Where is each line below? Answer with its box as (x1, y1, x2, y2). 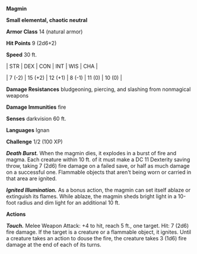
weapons (6, 92, 28, 99)
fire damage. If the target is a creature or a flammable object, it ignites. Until (6, 228, 192, 236)
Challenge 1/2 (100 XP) (6, 138, 63, 145)
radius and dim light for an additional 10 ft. (17, 199, 120, 206)
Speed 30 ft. (6, 51, 37, 58)
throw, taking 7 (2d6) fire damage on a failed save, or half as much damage (6, 162, 190, 169)
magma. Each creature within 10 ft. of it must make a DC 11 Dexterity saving (6, 156, 190, 163)
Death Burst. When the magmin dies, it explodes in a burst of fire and (6, 150, 177, 156)
